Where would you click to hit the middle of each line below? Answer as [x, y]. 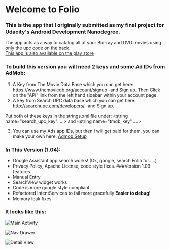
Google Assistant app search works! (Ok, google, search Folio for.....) [85, 161]
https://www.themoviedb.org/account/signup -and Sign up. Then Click [87, 90]
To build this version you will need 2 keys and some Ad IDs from [85, 67]
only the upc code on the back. [38, 48]
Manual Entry [26, 177]
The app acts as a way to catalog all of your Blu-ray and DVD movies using [83, 43]
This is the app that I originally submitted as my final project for [85, 25]
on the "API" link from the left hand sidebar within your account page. [85, 95]
